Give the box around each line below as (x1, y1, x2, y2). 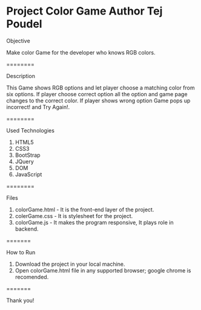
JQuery (15, 157, 35, 165)
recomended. (15, 273, 49, 280)
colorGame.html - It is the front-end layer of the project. (15, 206, 154, 213)
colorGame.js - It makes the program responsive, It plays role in (15, 219, 174, 226)
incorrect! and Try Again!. (6, 103, 70, 110)
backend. (15, 225, 39, 232)
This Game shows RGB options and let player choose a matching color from (6, 84, 195, 91)
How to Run (6, 248, 36, 256)
